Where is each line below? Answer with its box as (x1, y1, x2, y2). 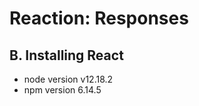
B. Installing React (9, 47, 124, 64)
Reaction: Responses (9, 7, 189, 30)
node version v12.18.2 (23, 73, 114, 85)
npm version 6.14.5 (23, 84, 102, 96)
